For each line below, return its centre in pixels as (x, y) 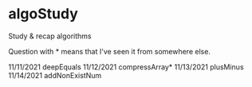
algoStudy (43, 14)
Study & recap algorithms (50, 36)
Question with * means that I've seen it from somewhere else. (110, 51)
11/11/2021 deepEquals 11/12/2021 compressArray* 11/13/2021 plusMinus (126, 67)
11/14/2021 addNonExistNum (55, 75)
